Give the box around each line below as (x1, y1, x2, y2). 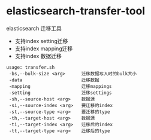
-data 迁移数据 (8, 77, 100, 83)
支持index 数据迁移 (14, 52, 62, 59)
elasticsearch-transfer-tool (6, 4, 146, 18)
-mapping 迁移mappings (8, 83, 112, 89)
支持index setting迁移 (14, 37, 68, 44)
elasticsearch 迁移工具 (6, 25, 62, 32)
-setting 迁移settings (8, 90, 112, 96)
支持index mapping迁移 (14, 45, 73, 52)
